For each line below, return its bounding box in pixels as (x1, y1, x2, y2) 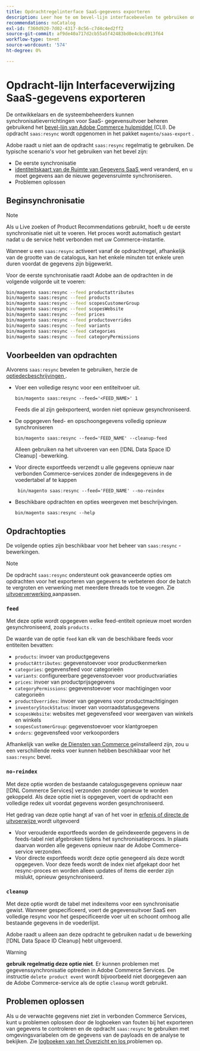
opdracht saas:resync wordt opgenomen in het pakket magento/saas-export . (6, 129, 194, 137)
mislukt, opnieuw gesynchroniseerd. (14, 873, 104, 880)
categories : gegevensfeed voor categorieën (14, 666, 124, 673)
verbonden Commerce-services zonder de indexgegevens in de (14, 470, 173, 477)
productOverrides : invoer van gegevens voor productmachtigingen (14, 697, 179, 704)
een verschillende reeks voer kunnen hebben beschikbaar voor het (6, 747, 171, 755)
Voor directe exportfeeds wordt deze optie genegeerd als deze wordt (14, 854, 185, 861)
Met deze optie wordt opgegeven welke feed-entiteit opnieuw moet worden (6, 617, 192, 625)
